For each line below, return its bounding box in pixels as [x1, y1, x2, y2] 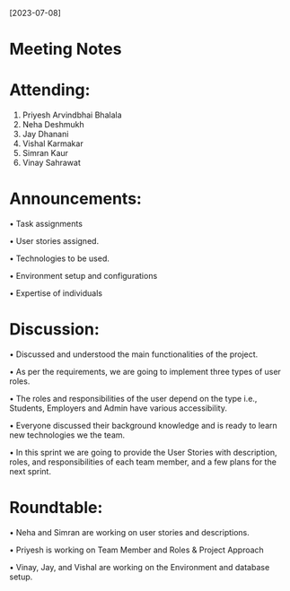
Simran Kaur [22, 148, 69, 159]
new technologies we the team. [9, 430, 126, 440]
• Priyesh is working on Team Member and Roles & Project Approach [9, 544, 265, 555]
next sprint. [9, 466, 52, 476]
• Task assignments [9, 219, 83, 230]
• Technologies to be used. [9, 253, 110, 264]
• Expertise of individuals [9, 288, 103, 299]
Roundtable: [9, 498, 103, 518]
